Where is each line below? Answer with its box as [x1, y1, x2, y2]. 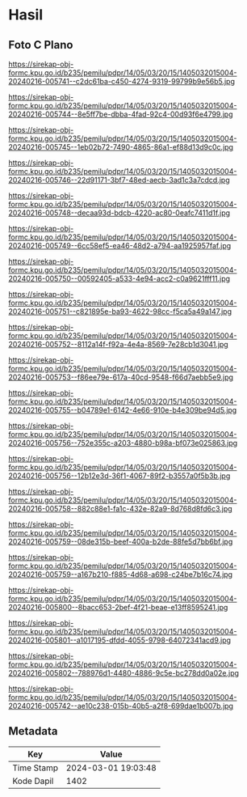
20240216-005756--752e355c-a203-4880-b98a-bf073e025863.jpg [8, 439, 238, 447]
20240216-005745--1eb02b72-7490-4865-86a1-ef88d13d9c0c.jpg [8, 142, 234, 151]
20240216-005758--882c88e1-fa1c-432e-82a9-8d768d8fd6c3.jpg [8, 504, 232, 513]
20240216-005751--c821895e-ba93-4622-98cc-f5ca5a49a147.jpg [8, 307, 232, 316]
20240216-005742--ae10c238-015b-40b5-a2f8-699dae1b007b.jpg [8, 702, 234, 710]
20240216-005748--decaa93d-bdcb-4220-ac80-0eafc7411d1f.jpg [8, 208, 231, 218]
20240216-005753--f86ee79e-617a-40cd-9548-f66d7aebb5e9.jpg [8, 372, 234, 382]
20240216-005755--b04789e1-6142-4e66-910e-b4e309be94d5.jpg [8, 405, 237, 414]
